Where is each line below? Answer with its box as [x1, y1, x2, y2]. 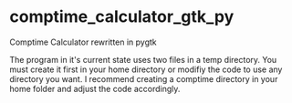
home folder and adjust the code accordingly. [9, 83, 181, 94]
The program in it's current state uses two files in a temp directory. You [9, 54, 277, 65]
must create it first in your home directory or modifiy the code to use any [9, 64, 283, 75]
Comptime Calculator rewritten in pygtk [9, 36, 157, 47]
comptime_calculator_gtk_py [9, 6, 235, 27]
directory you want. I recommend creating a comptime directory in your [9, 73, 278, 84]
